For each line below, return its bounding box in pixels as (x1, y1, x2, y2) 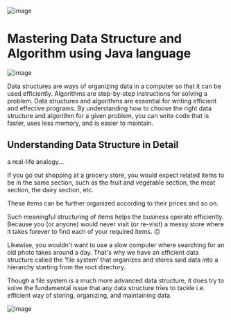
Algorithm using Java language (7, 46, 191, 62)
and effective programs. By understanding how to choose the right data (7, 104, 212, 112)
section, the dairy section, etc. (7, 185, 94, 194)
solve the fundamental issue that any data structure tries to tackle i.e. (7, 283, 205, 292)
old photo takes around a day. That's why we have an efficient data (7, 248, 199, 256)
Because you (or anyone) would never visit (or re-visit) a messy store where (7, 219, 224, 228)
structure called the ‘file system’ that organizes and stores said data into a (7, 255, 219, 264)
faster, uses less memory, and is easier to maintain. (7, 119, 154, 127)
